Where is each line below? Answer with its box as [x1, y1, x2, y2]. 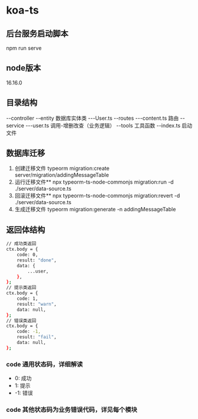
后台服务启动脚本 [6, 28, 69, 38]
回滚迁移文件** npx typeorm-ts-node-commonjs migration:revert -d [14, 192, 180, 199]
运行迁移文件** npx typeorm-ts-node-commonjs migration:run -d [14, 178, 174, 186]
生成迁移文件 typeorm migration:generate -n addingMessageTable [14, 206, 176, 213]
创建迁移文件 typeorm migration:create [14, 165, 110, 172]
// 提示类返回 [6, 284, 37, 291]
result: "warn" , [17, 301, 57, 307]
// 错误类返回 [6, 317, 37, 323]
